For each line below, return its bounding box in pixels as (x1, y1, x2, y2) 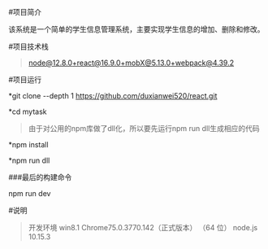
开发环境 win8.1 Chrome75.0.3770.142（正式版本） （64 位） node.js (28, 223, 258, 232)
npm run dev (8, 189, 51, 198)
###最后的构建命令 (8, 173, 72, 181)
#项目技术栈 (8, 41, 49, 51)
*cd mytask (8, 107, 47, 116)
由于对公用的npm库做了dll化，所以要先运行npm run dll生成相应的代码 (28, 124, 260, 133)
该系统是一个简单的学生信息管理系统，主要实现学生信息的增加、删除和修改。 (8, 24, 265, 34)
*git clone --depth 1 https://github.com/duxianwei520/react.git (8, 91, 218, 100)
